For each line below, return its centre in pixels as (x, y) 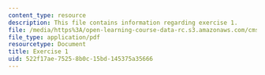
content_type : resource (47, 15)
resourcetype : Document (47, 45)
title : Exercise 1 (38, 52)
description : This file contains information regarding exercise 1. (123, 23)
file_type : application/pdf (54, 37)
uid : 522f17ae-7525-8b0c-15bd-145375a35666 (81, 59)
